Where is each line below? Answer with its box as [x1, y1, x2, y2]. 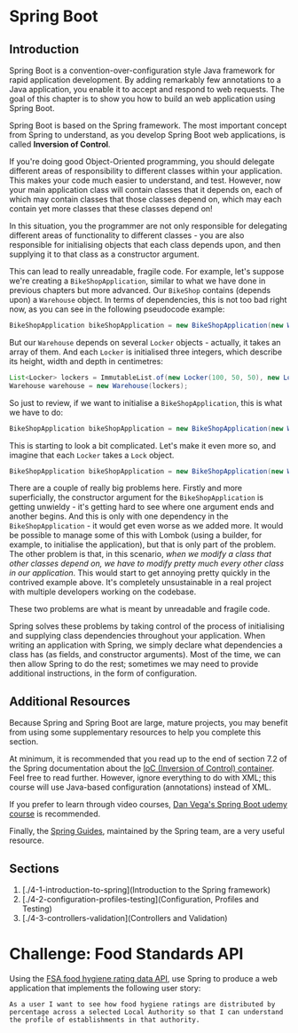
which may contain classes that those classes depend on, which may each [9, 194, 282, 204]
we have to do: [9, 407, 64, 417]
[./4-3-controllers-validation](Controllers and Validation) [21, 913, 228, 923]
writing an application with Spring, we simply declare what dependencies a [9, 640, 284, 650]
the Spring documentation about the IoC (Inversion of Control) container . [9, 763, 275, 774]
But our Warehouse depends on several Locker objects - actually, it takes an [9, 337, 281, 347]
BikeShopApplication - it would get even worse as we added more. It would [9, 520, 284, 531]
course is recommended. [9, 808, 101, 819]
